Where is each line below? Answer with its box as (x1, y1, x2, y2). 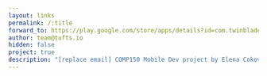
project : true (8, 48, 56, 56)
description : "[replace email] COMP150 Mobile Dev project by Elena (8, 56, 240, 64)
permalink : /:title (8, 19, 73, 27)
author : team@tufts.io (8, 33, 83, 42)
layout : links (8, 11, 56, 20)
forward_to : (8, 26, 48, 34)
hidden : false (8, 41, 56, 49)
